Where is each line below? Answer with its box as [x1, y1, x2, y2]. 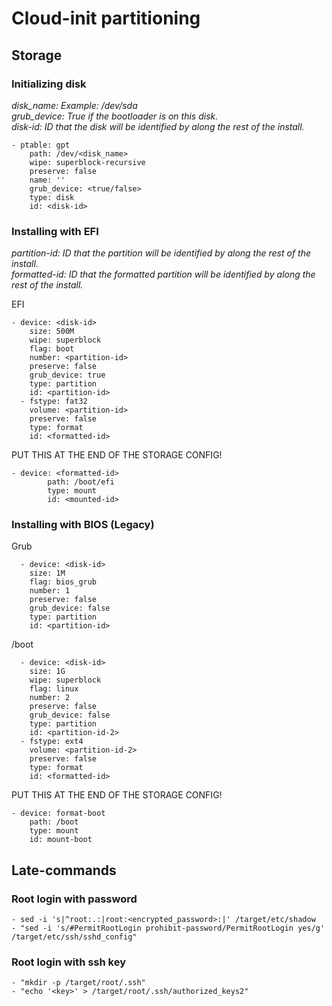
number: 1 [29, 586, 71, 596]
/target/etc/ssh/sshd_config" [11, 932, 138, 942]
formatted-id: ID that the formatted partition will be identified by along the [11, 268, 316, 281]
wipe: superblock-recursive [29, 157, 146, 167]
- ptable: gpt [11, 140, 71, 150]
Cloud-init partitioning [11, 7, 201, 30]
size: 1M [29, 568, 66, 579]
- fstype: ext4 [20, 737, 84, 747]
